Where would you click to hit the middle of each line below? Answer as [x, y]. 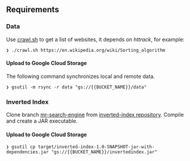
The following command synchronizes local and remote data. [80, 76]
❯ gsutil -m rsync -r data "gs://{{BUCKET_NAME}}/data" [76, 87]
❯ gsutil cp [21, 147]
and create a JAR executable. [42, 121]
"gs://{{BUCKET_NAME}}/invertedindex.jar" [104, 152]
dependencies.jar [28, 152]
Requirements [33, 10]
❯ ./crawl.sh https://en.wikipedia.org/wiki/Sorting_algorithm [86, 50]
